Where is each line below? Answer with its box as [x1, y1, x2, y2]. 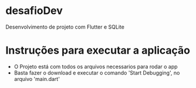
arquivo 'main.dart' [13, 75, 60, 82]
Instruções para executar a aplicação [5, 44, 191, 57]
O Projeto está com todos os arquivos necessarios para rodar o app [13, 63, 178, 70]
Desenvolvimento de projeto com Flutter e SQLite [5, 23, 124, 30]
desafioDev [5, 4, 63, 17]
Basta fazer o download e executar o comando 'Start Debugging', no [13, 69, 180, 76]
